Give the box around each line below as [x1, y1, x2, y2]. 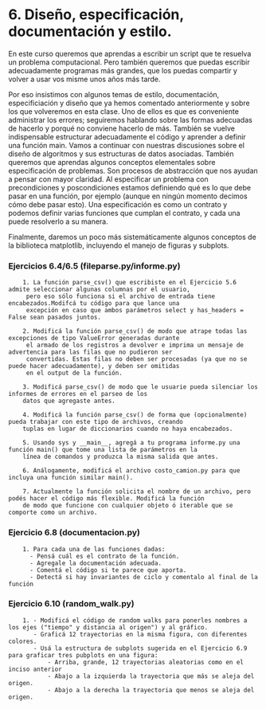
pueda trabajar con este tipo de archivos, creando [8, 418, 183, 426]
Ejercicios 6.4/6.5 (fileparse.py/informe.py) [8, 260, 181, 272]
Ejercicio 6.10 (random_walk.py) [8, 598, 135, 609]
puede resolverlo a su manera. [8, 217, 109, 226]
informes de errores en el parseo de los [8, 390, 148, 398]
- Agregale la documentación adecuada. [29, 559, 162, 567]
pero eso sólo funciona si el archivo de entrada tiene [25, 292, 216, 300]
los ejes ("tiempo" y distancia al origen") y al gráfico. [8, 623, 209, 631]
